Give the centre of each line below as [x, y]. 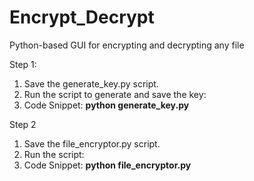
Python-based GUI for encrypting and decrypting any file [127, 45]
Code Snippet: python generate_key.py [106, 105]
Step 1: [23, 64]
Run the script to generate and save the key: [115, 94]
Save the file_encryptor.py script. [92, 143]
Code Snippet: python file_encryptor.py [107, 165]
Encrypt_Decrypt [82, 17]
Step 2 [23, 124]
